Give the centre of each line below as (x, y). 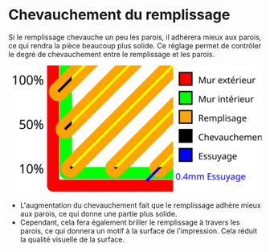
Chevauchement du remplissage (119, 15)
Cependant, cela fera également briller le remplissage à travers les (130, 222)
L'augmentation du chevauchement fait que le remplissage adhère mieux (140, 205)
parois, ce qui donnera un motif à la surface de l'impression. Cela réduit (138, 230)
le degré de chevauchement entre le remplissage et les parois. (112, 54)
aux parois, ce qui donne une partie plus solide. (98, 213)
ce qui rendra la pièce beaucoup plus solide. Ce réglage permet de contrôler (135, 45)
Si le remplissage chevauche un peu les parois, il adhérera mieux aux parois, (135, 37)
